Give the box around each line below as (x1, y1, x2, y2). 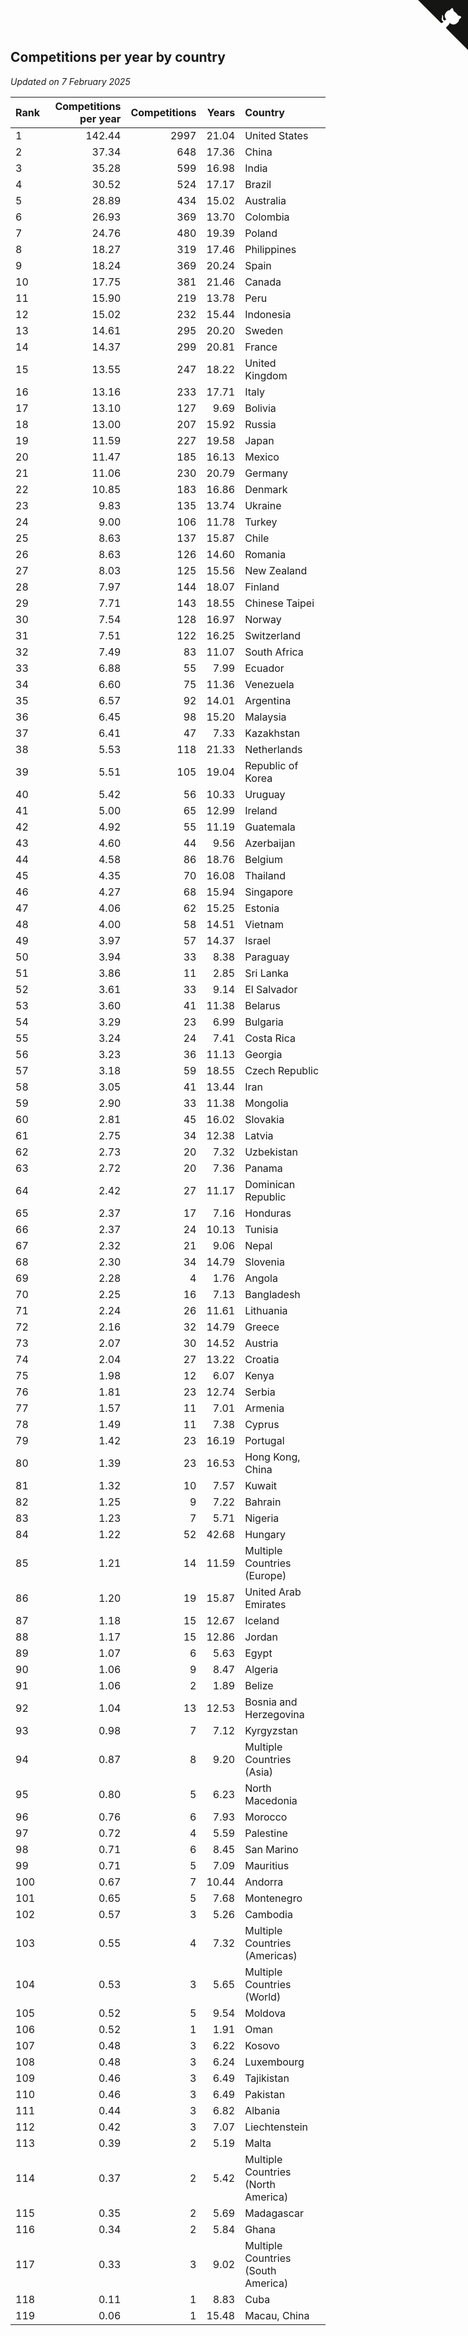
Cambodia (244, 1907, 293, 1921)
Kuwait (244, 1478, 278, 1492)
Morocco (244, 1810, 288, 1824)
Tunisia (244, 1222, 279, 1236)
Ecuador (244, 661, 285, 675)
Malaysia (244, 710, 287, 724)
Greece (244, 1320, 280, 1334)
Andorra (244, 1875, 284, 1889)
